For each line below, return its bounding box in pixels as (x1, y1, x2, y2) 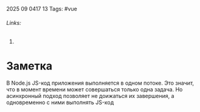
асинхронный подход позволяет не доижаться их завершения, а (6, 93, 174, 100)
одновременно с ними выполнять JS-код (6, 99, 114, 106)
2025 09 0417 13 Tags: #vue (6, 5, 78, 12)
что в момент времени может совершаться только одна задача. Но (6, 86, 183, 93)
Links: (6, 19, 21, 26)
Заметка (6, 59, 53, 73)
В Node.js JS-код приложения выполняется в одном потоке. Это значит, (6, 79, 195, 87)
